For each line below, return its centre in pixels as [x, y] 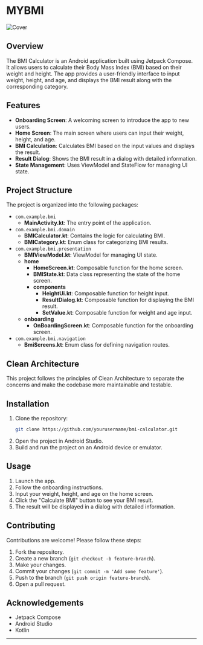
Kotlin [22, 630]
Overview [25, 46]
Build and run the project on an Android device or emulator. [89, 447]
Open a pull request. [40, 584]
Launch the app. [35, 481]
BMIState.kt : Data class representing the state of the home [107, 274]
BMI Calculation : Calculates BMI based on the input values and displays [105, 146]
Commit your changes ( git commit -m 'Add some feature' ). [89, 571]
